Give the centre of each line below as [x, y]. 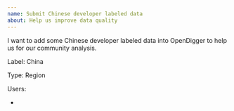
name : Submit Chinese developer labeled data [75, 14]
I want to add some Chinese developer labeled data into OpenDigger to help [117, 40]
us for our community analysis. [52, 48]
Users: [17, 89]
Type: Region [26, 75]
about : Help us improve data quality [63, 20]
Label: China [25, 61]
